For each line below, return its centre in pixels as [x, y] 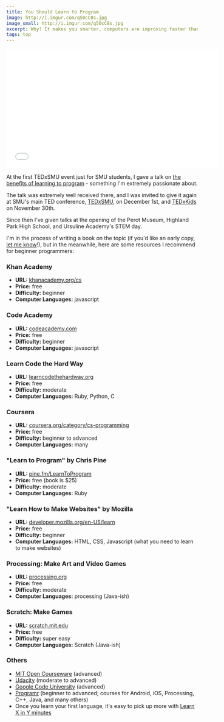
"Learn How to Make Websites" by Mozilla [70, 509]
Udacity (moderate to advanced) [56, 680]
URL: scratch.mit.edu [42, 625]
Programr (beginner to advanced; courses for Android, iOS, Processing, [104, 693]
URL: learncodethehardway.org [54, 377]
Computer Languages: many [52, 445]
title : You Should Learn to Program [53, 12]
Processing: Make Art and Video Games [66, 563]
